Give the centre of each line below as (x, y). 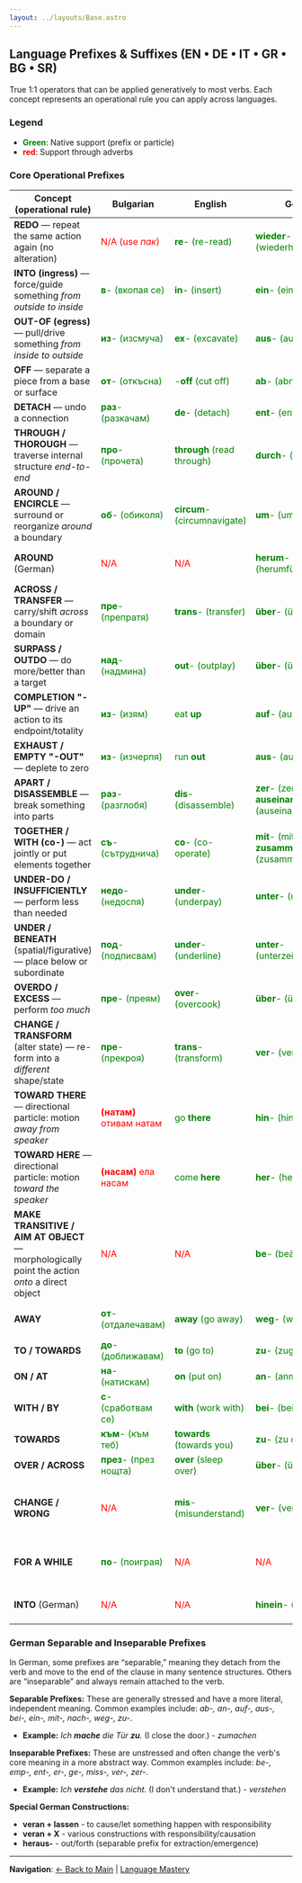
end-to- (73, 467)
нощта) (116, 1471)
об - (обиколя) (132, 516)
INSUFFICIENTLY (51, 891)
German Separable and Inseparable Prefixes (108, 1643)
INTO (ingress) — (52, 273)
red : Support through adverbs (78, 152)
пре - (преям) (131, 999)
